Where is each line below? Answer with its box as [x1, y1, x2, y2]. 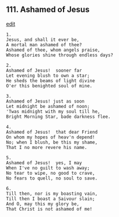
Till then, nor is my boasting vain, [6, 191, 98, 196]
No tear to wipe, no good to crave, [6, 170, 95, 176]
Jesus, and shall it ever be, [6, 36, 80, 43]
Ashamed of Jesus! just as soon [6, 98, 85, 104]
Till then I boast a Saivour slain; [6, 196, 95, 202]
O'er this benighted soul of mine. [6, 83, 93, 89]
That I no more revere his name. [6, 144, 87, 150]
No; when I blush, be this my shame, [6, 139, 98, 145]
